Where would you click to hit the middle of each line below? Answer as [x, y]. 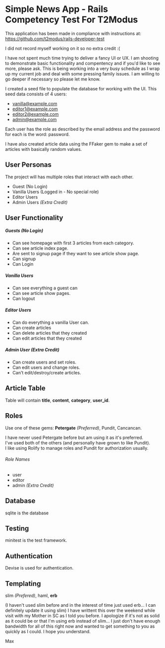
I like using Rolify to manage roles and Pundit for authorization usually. [77, 448]
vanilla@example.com [35, 103]
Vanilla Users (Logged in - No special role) [55, 192]
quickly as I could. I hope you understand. [48, 632]
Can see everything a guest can [45, 288]
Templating [23, 584]
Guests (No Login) [24, 230]
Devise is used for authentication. [39, 568]
